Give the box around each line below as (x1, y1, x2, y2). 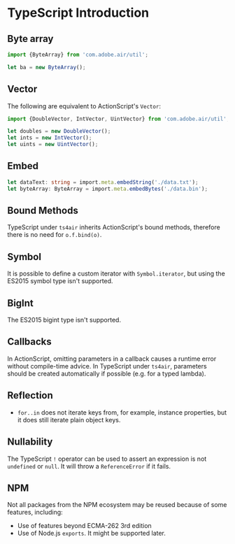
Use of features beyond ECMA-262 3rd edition (17, 522, 152, 530)
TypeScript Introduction (7, 5, 150, 21)
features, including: (7, 508, 63, 517)
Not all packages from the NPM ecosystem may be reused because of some (7, 501, 227, 509)
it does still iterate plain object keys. (17, 415, 121, 424)
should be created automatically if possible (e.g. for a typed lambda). (7, 369, 206, 378)
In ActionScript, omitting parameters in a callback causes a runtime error (7, 355, 217, 363)
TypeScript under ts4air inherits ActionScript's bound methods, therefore (7, 223, 220, 231)
